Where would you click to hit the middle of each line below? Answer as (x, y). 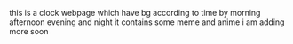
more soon (29, 31)
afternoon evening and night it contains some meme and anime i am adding (147, 22)
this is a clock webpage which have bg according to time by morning (135, 13)
